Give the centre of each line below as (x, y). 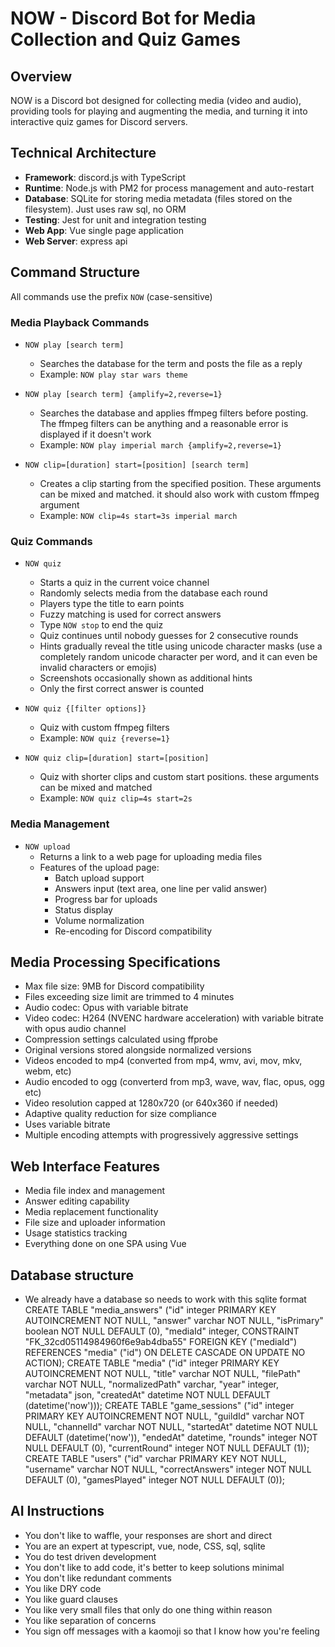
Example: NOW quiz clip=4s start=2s (116, 798)
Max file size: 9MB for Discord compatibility (114, 986)
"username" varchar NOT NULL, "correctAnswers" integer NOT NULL (168, 1469)
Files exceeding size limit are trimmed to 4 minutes (129, 997)
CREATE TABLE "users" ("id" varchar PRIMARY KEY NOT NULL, (155, 1458)
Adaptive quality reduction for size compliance (120, 1114)
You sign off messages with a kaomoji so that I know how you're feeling (172, 1631)
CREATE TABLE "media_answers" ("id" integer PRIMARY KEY (150, 1309)
